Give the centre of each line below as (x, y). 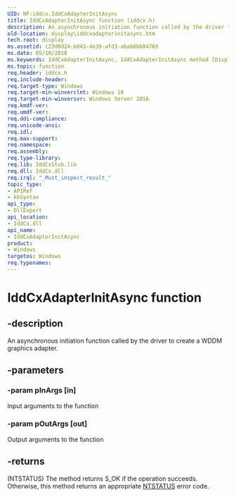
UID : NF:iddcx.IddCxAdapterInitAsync (63, 14)
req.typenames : (29, 263)
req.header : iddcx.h (38, 73)
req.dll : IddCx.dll (36, 171)
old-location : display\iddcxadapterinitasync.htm (81, 33)
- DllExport (25, 211)
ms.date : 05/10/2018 (38, 54)
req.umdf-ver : (28, 112)
